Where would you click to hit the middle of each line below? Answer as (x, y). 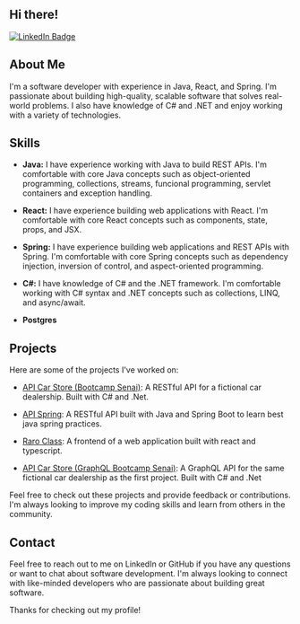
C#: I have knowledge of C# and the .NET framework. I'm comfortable (151, 284)
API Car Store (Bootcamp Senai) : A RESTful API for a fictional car (142, 387)
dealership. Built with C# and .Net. (86, 397)
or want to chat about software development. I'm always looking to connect (149, 574)
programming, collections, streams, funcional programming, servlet (146, 184)
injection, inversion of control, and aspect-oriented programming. (143, 266)
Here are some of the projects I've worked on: (94, 370)
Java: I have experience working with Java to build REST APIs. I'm (144, 164)
